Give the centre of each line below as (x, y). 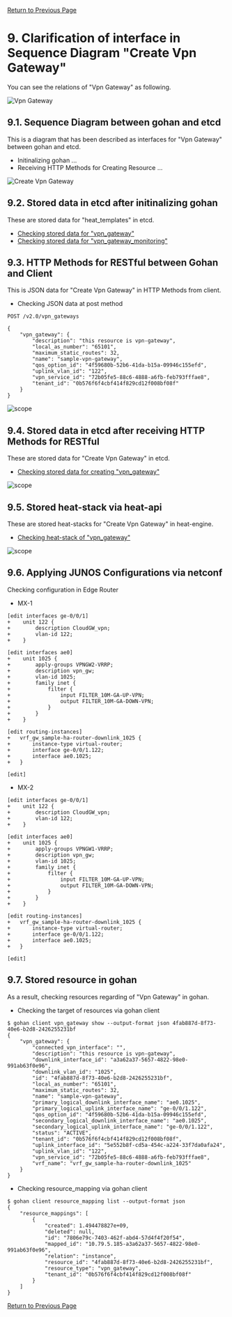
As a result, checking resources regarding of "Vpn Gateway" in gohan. (108, 996)
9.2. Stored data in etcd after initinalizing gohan (113, 203)
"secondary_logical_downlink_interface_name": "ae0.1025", (120, 1120)
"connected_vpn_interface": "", (79, 1047)
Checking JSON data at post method (70, 304)
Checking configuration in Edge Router (63, 590)
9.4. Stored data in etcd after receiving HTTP (106, 430)
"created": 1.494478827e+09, (87, 1226)
